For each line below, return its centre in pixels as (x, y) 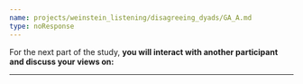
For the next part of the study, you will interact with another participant (144, 51)
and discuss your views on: (62, 61)
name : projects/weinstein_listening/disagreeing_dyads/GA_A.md (131, 18)
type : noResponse (42, 26)
